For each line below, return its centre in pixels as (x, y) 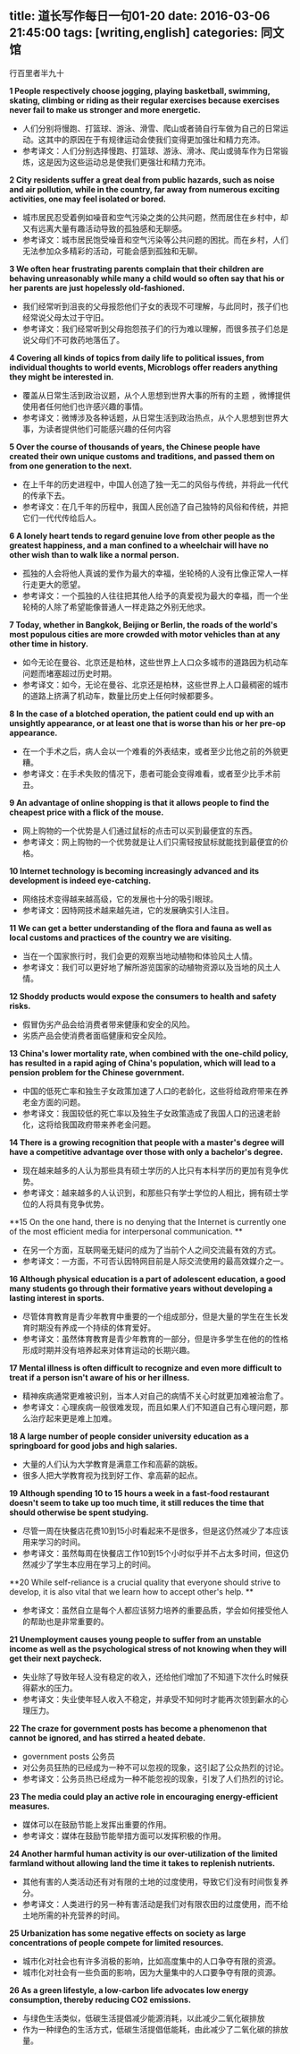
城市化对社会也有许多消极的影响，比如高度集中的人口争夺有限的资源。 (151, 1961)
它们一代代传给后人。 (61, 518)
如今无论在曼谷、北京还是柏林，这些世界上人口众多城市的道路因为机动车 (155, 662)
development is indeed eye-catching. (80, 880)
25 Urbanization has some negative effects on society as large (128, 1933)
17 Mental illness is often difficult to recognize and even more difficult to (146, 1367)
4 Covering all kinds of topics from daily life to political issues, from (137, 357)
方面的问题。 (62, 1102)
